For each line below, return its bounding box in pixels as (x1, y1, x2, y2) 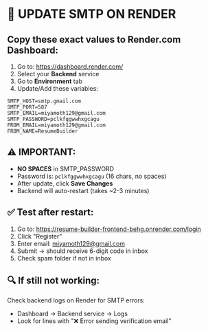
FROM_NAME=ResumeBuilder (7, 128, 78, 135)
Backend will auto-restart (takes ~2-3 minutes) (16, 186, 150, 195)
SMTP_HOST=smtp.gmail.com (7, 98, 81, 104)
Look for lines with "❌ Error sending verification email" (16, 317, 172, 325)
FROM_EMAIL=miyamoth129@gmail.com (7, 122, 106, 129)
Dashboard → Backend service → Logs (16, 309, 128, 318)
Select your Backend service (16, 70, 100, 78)
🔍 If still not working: (7, 275, 100, 287)
